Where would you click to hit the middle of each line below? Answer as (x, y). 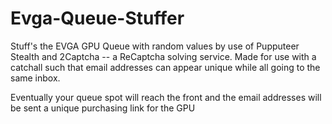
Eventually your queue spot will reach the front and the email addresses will (166, 97)
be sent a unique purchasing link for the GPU (103, 108)
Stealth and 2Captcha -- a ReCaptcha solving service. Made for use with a (163, 56)
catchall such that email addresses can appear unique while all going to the (165, 67)
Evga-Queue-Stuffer (97, 18)
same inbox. (35, 78)
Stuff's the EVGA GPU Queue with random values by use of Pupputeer (155, 46)
